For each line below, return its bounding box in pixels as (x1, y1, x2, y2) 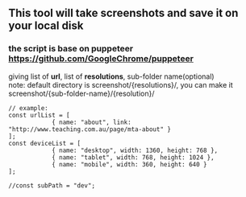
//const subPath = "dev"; (8, 181, 95, 190)
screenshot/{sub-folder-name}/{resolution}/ (8, 88, 155, 98)
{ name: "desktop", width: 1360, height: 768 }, (51, 146, 219, 154)
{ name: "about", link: (51, 118, 131, 126)
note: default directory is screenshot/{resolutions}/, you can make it (8, 80, 233, 89)
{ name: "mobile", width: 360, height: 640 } (51, 160, 207, 168)
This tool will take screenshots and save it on (8, 6, 239, 20)
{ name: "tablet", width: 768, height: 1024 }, (51, 153, 215, 162)
